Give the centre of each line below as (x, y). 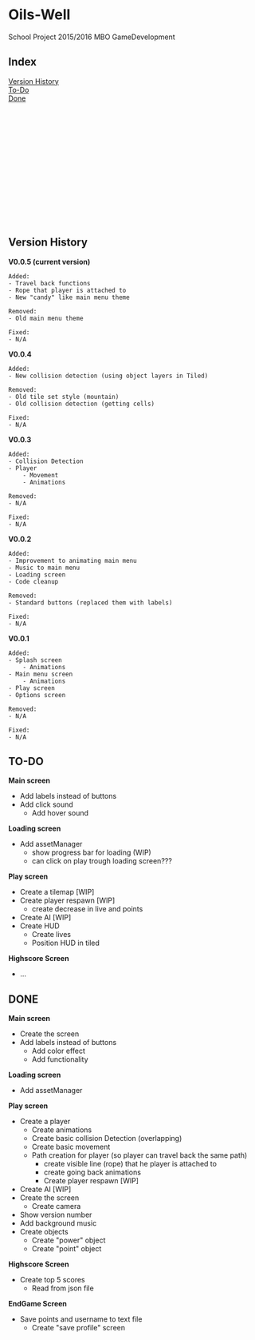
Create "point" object (67, 1249)
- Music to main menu (44, 568)
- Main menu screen (41, 674)
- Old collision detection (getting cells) (82, 404)
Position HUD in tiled (65, 943)
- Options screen (37, 695)
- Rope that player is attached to (67, 290)
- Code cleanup (33, 581)
